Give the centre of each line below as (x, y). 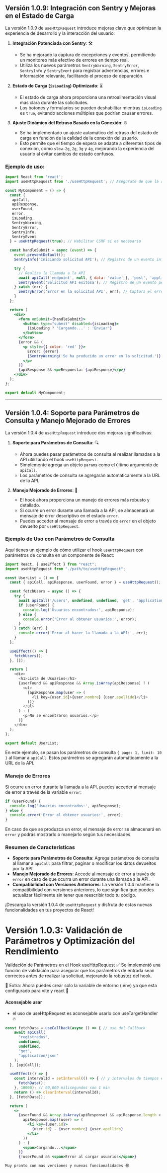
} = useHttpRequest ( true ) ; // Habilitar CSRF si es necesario (75, 241)
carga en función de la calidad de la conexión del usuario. (79, 138)
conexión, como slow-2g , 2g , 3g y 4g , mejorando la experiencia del (87, 148)
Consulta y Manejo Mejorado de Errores (68, 421)
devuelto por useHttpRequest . (50, 526)
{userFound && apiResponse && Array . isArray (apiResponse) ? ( (84, 683)
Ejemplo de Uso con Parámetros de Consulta (60, 539)
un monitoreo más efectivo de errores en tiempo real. (74, 60)
